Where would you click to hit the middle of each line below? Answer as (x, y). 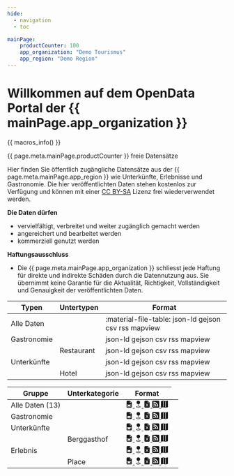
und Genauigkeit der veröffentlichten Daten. (80, 290)
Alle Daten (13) (36, 405)
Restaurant (77, 350)
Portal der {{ (44, 108)
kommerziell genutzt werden (58, 241)
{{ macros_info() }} (34, 142)
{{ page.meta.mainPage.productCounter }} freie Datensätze (93, 156)
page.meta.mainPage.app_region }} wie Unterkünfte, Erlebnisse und (105, 177)
